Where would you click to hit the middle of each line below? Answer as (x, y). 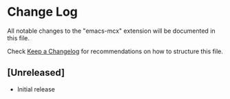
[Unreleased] (36, 73)
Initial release (36, 89)
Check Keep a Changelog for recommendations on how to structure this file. (115, 51)
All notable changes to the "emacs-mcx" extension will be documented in (111, 31)
